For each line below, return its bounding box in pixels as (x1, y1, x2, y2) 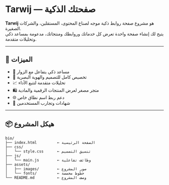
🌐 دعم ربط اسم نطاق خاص (12, 94, 64, 100)
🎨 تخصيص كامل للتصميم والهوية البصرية (12, 74, 87, 80)
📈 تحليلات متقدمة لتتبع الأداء (12, 79, 66, 86)
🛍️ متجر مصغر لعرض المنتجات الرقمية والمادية (12, 87, 99, 93)
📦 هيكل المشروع (5, 120, 54, 128)
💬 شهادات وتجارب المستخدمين (12, 100, 70, 106)
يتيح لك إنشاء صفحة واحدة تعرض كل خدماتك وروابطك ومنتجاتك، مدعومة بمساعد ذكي (5, 31, 164, 37)
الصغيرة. (5, 25, 22, 31)
